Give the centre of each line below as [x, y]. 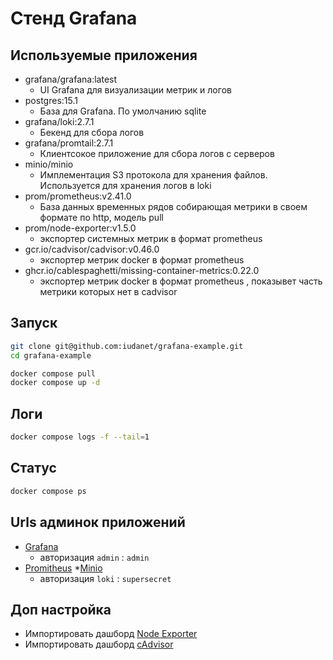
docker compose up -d [55, 383]
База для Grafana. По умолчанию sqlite [123, 111]
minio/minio [49, 164]
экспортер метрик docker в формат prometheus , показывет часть [181, 281]
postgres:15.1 [51, 100]
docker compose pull [53, 373]
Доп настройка [61, 609]
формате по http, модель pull [101, 217]
